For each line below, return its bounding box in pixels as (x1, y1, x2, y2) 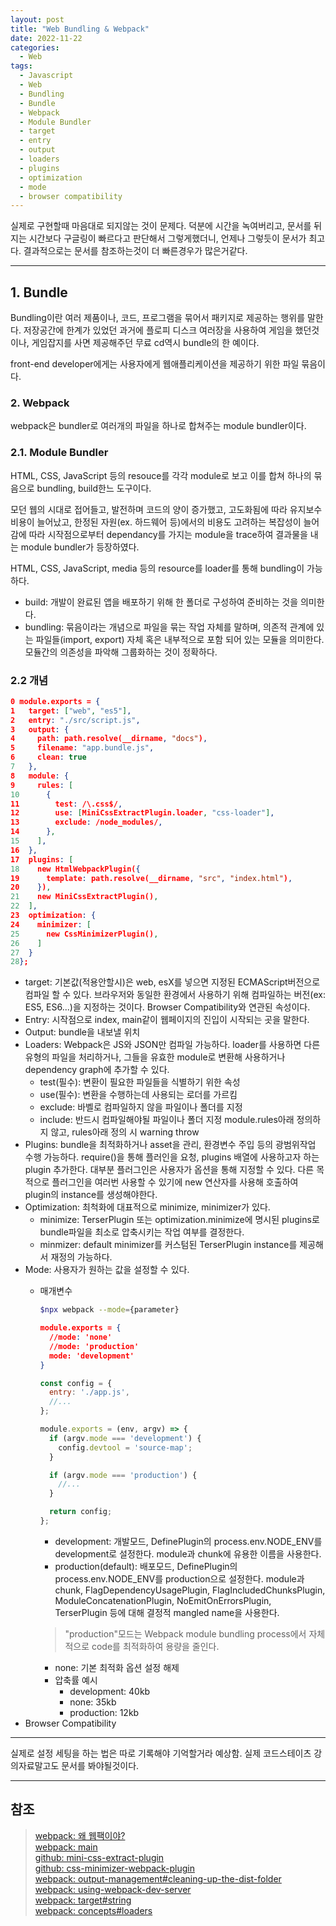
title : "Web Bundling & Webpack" (10, 24, 150, 34)
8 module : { (10, 771, 70, 781)
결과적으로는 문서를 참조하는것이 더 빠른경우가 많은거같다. (23, 245, 248, 257)
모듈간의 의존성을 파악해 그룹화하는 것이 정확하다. (24, 646, 218, 658)
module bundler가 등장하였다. (20, 541, 140, 553)
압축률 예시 (54, 1674, 98, 1686)
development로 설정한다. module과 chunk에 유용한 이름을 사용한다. (54, 1547, 322, 1560)
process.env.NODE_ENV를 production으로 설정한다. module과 (54, 1572, 305, 1585)
